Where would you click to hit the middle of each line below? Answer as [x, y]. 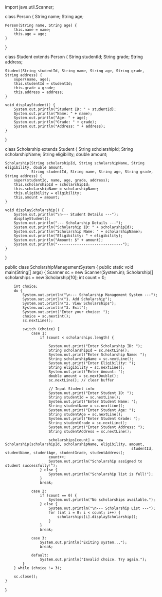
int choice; [26, 286]
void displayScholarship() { [35, 210]
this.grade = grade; [35, 88]
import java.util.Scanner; [30, 7]
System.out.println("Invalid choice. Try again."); [93, 559]
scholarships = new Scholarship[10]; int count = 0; [55, 277]
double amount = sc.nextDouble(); [83, 376]
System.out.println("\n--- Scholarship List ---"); [102, 508]
